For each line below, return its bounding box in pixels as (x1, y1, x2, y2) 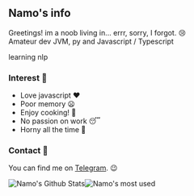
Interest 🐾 (8, 72, 48, 83)
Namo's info (8, 6, 71, 20)
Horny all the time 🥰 (19, 125, 86, 135)
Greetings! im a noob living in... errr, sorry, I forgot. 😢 (8, 27, 187, 37)
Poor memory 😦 (19, 99, 75, 109)
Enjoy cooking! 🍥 (19, 108, 77, 118)
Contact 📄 (8, 145, 48, 156)
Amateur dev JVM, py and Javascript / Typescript (8, 36, 174, 46)
